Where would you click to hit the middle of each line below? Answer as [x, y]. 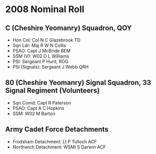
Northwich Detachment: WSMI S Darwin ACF [59, 147]
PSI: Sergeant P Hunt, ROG [40, 61]
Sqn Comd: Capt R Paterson [42, 102]
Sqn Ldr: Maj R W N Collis [39, 45]
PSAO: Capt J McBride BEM [41, 51]
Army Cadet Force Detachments [57, 130]
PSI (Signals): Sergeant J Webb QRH [50, 67]
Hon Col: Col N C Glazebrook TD [46, 40]
